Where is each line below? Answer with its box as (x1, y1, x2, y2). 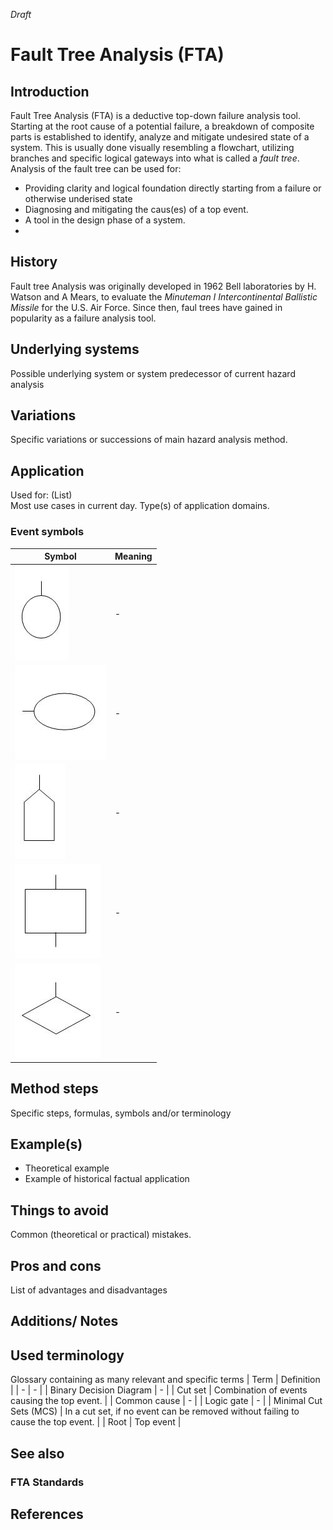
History (10, 254, 58, 271)
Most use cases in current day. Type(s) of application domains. (10, 500, 270, 512)
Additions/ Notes (10, 1313, 119, 1330)
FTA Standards (10, 1475, 85, 1489)
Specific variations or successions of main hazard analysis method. (10, 434, 288, 446)
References (10, 1505, 84, 1523)
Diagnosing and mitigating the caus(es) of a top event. (24, 204, 249, 215)
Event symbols (10, 525, 85, 539)
